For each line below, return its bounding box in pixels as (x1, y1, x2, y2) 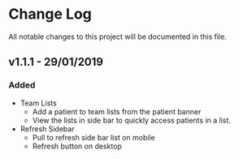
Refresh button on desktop (32, 141, 122, 151)
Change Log (8, 5, 92, 24)
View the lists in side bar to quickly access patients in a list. (32, 115, 232, 125)
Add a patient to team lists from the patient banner (32, 106, 202, 116)
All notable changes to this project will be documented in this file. (8, 32, 228, 41)
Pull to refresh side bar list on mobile (32, 132, 156, 142)
